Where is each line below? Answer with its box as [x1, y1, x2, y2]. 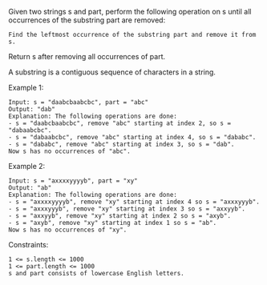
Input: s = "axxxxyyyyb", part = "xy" [8, 177, 138, 185]
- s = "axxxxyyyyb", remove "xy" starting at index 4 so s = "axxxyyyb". [8, 198, 261, 206]
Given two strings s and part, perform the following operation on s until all [8, 7, 252, 16]
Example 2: [8, 162, 46, 171]
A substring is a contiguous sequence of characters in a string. [8, 67, 216, 77]
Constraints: [8, 240, 49, 249]
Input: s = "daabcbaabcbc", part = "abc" [8, 98, 149, 106]
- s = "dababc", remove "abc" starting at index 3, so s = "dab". [8, 140, 235, 148]
